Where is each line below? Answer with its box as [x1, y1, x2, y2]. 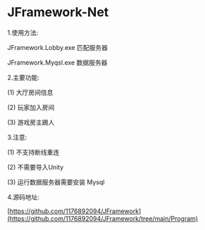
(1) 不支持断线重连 [7, 148, 60, 156]
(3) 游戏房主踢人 [7, 117, 55, 127]
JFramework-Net [7, 4, 109, 20]
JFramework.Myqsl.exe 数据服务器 [7, 58, 108, 67]
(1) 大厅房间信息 [7, 88, 54, 96]
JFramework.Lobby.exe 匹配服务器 [7, 43, 108, 51]
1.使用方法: [7, 28, 39, 37]
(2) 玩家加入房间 [7, 103, 55, 111]
